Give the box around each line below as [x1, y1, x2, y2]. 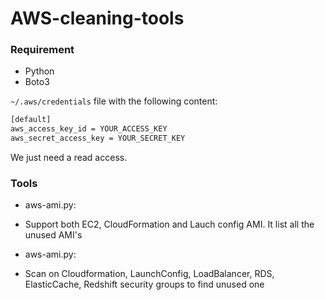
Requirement [10, 43, 75, 57]
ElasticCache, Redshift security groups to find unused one [24, 278, 265, 291]
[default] [10, 115, 52, 125]
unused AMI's [24, 229, 83, 241]
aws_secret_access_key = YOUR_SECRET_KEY [10, 133, 186, 144]
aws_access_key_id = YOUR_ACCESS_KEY [10, 124, 168, 134]
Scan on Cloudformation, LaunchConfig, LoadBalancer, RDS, [24, 268, 275, 280]
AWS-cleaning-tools [10, 7, 185, 30]
